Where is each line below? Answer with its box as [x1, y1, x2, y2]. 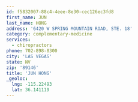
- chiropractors [11, 43, 52, 49]
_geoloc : [6, 76, 28, 82]
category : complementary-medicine [6, 31, 93, 37]
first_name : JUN [6, 14, 47, 20]
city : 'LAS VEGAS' [6, 53, 52, 59]
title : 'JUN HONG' [6, 70, 52, 76]
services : [6, 37, 31, 43]
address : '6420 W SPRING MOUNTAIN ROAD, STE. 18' [6, 25, 133, 32]
